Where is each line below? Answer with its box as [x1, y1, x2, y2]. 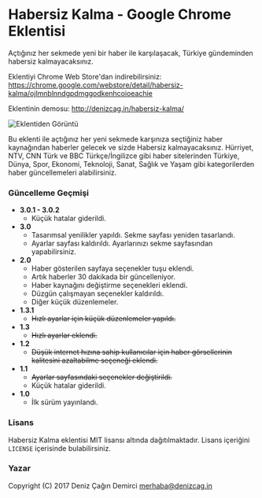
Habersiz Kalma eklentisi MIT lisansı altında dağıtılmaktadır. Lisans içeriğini [8, 435, 250, 445]
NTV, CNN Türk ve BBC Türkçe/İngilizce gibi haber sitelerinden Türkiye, [8, 151, 240, 160]
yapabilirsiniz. [31, 247, 77, 256]
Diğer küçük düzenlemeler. [31, 297, 119, 307]
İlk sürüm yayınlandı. [31, 397, 98, 407]
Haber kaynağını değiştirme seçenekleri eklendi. [31, 281, 188, 290]
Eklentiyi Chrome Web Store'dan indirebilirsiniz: [8, 72, 162, 81]
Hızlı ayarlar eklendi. [31, 330, 98, 340]
